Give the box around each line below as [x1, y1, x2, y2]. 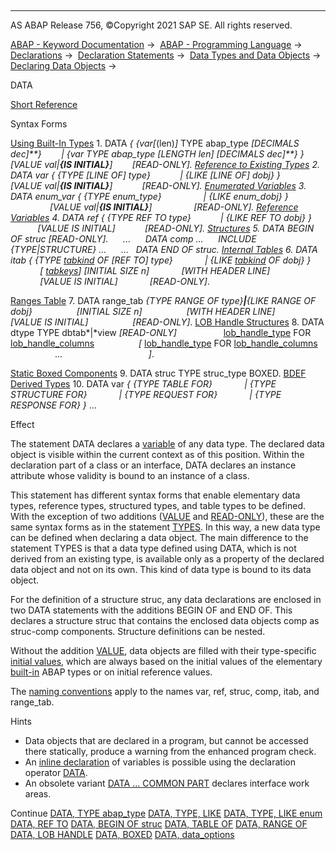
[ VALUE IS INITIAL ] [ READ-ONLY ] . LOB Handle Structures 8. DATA [10, 316, 325, 328]
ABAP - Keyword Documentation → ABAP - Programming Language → [10, 39, 303, 50]
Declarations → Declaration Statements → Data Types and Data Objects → [10, 49, 322, 61]
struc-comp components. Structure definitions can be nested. [10, 626, 266, 637]
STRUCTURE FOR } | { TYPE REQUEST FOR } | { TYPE [10, 389, 282, 400]
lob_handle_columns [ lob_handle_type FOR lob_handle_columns [10, 337, 318, 349]
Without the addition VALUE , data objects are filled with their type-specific [10, 645, 317, 656]
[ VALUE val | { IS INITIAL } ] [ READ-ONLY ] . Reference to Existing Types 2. [10, 159, 320, 170]
